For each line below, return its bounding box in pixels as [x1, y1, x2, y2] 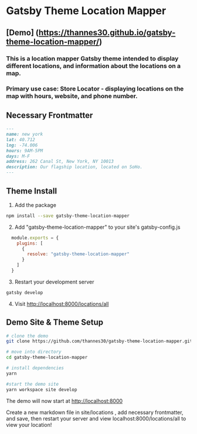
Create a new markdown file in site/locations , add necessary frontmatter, [6, 409, 184, 416]
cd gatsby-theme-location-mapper [6, 355, 88, 360]
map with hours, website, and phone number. [6, 92, 138, 101]
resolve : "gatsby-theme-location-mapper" [27, 251, 130, 257]
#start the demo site [6, 381, 59, 387]
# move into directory [6, 349, 62, 355]
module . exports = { [11, 235, 59, 241]
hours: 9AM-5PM [6, 148, 43, 153]
